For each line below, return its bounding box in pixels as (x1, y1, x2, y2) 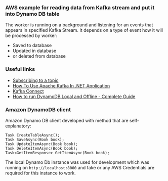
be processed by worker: (5, 32, 58, 39)
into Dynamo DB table (5, 10, 60, 17)
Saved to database (12, 42, 52, 49)
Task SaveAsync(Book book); (5, 137, 65, 142)
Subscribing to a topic (12, 77, 59, 83)
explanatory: (5, 123, 31, 129)
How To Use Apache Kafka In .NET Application (12, 82, 110, 88)
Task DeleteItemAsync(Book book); (5, 146, 78, 151)
